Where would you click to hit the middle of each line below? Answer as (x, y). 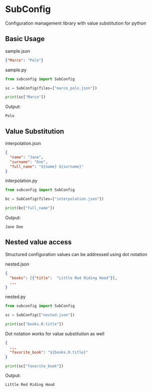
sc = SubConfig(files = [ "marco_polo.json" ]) (51, 88)
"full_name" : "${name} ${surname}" (47, 167)
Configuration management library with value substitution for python (76, 23)
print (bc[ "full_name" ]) (30, 208)
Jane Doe (14, 227)
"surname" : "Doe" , (29, 162)
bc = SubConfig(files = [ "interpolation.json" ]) (54, 199)
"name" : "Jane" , (26, 157)
